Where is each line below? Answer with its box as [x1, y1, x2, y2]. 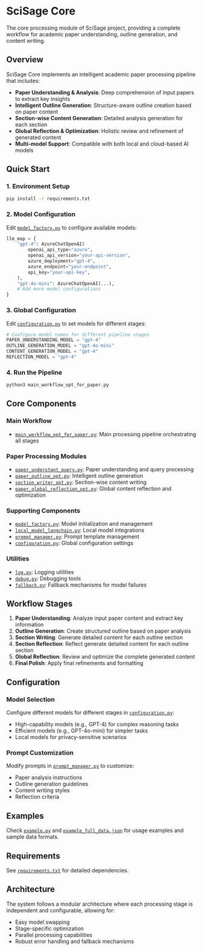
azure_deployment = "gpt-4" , [28, 258, 96, 264]
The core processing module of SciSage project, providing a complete [6, 24, 181, 31]
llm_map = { [6, 236, 36, 242]
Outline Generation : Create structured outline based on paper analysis [14, 627, 191, 635]
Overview [6, 54, 44, 65]
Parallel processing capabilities [14, 931, 92, 938]
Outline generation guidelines [14, 781, 89, 788]
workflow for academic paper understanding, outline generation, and [6, 30, 178, 37]
